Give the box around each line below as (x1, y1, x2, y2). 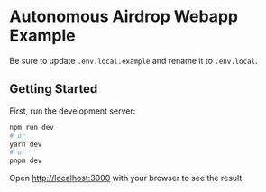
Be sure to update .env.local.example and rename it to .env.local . (9, 55, 259, 66)
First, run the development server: (9, 105, 136, 116)
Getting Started (9, 81, 98, 96)
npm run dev (9, 123, 54, 132)
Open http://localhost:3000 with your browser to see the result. (9, 173, 245, 184)
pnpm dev (9, 156, 42, 166)
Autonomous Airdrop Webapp (9, 6, 239, 27)
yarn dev (9, 140, 42, 149)
